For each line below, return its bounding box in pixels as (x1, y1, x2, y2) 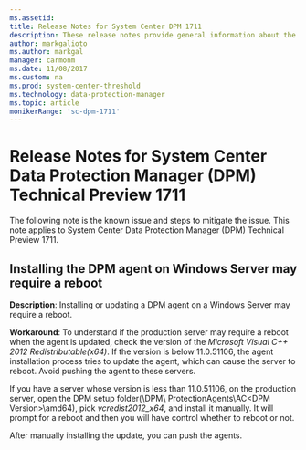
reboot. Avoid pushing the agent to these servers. (9, 366, 196, 376)
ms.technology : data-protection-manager (9, 89, 166, 99)
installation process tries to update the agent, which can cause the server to (9, 356, 296, 366)
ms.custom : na (9, 73, 64, 82)
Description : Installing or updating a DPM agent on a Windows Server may (9, 299, 290, 310)
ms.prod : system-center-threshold (9, 81, 142, 90)
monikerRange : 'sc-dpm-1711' (9, 107, 121, 116)
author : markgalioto (9, 38, 89, 48)
